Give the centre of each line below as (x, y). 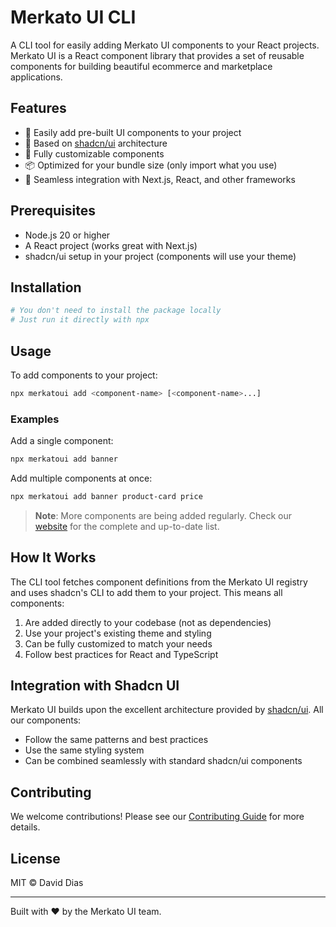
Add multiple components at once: (81, 478)
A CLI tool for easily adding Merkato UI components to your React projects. (165, 45)
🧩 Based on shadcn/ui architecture (96, 143)
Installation (46, 287)
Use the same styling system (84, 750)
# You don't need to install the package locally (116, 311)
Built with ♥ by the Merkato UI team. (86, 912)
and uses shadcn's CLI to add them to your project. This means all (146, 592)
